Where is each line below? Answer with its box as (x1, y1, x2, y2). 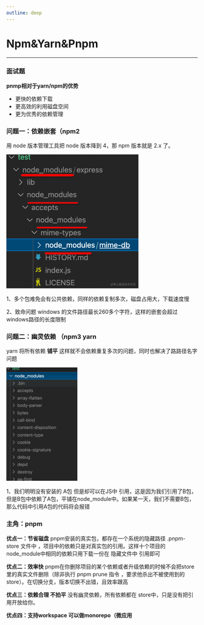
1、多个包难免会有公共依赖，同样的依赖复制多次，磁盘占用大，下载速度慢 (6, 295, 189, 302)
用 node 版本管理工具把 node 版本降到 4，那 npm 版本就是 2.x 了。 (6, 142, 174, 149)
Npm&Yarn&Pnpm (6, 37, 98, 51)
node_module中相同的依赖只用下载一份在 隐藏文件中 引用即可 (6, 550, 161, 557)
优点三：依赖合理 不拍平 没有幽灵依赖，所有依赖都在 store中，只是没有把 (6, 591, 188, 598)
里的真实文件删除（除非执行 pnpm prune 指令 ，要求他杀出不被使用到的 (6, 570, 185, 578)
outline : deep (6, 10, 42, 16)
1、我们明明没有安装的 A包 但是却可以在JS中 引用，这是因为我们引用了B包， (6, 487, 197, 495)
